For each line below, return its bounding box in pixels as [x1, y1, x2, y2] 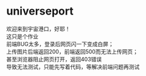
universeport [6, 4, 74, 18]
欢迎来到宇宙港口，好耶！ [6, 25, 71, 32]
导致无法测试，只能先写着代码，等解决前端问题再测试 [6, 63, 140, 71]
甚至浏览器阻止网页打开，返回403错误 [6, 55, 102, 63]
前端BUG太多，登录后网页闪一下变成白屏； [6, 40, 114, 47]
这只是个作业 [6, 32, 38, 40]
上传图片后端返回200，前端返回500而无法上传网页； [6, 47, 139, 55]
